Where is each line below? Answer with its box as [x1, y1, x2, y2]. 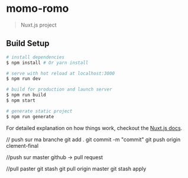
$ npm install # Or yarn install [6, 60, 89, 66]
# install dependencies [6, 54, 65, 60]
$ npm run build [6, 92, 46, 98]
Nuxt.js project [20, 21, 57, 28]
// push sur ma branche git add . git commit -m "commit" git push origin [6, 135, 181, 143]
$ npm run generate [6, 114, 54, 119]
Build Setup [6, 38, 50, 48]
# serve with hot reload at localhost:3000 [6, 70, 115, 76]
